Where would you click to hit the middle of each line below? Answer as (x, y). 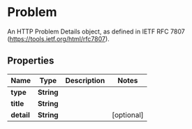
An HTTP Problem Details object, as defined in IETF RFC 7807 (96, 31)
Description (85, 80)
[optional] (128, 114)
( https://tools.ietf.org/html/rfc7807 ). (58, 38)
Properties (31, 61)
